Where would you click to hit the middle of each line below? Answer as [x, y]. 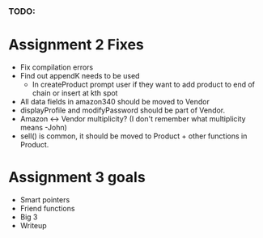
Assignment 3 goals [77, 178]
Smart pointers [45, 199]
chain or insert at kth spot [75, 93]
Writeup [33, 225]
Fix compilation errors [57, 67]
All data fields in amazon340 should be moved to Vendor [115, 101]
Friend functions [47, 208]
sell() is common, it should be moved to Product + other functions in [134, 136]
